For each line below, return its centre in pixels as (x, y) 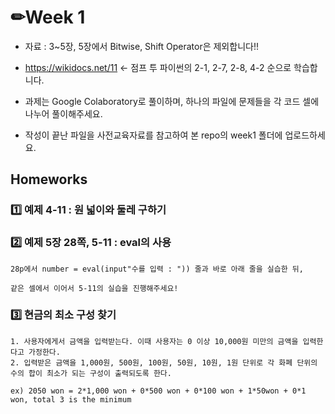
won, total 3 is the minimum (71, 399)
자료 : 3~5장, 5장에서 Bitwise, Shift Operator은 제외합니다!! (141, 46)
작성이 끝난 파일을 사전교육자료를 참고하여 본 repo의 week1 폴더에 (153, 135)
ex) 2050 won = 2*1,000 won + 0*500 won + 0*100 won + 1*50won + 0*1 (158, 391)
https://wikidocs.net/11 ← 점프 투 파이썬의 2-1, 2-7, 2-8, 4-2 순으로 (158, 67)
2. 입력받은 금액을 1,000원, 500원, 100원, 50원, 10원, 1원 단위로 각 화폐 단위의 (164, 362)
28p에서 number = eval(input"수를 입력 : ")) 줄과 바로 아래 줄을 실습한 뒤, (157, 269)
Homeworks (49, 179)
